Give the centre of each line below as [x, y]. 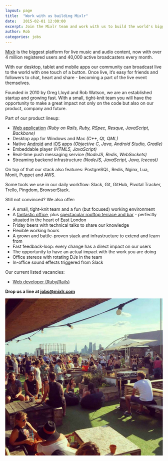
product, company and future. [36, 108]
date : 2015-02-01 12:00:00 [35, 21]
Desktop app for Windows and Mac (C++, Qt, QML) [65, 138]
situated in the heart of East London [49, 220]
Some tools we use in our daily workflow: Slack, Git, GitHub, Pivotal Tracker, [83, 184]
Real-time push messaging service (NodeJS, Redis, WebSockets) [79, 154]
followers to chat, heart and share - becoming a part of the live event [76, 77]
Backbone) [24, 133]
